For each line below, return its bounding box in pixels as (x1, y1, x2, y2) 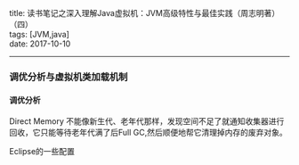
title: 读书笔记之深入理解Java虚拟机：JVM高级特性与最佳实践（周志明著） (9, 8, 280, 18)
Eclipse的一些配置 (9, 146, 76, 157)
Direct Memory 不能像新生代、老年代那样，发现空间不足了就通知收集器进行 (9, 116, 285, 127)
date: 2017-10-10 (9, 38, 71, 49)
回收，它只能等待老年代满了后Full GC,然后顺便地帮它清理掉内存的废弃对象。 (9, 128, 287, 138)
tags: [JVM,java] (9, 29, 69, 39)
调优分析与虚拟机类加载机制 (9, 70, 128, 83)
